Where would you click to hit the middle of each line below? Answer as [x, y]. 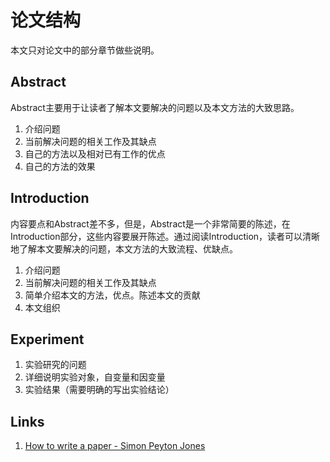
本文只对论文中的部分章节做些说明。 [85, 50]
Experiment [47, 339]
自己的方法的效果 [60, 166]
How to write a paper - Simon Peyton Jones [115, 446]
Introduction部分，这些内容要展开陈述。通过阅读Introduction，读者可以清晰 [165, 236]
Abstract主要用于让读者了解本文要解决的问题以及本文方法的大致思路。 [155, 107]
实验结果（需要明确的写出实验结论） [99, 390]
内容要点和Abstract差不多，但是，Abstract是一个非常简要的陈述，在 [150, 223]
